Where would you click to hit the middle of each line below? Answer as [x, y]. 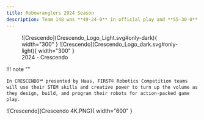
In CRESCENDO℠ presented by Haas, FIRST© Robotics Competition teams [97, 81]
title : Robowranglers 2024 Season [50, 13]
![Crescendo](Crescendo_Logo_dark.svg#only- [118, 44]
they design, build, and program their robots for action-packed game [98, 93]
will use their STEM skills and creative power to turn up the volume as [102, 87]
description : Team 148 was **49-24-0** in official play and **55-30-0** [102, 19]
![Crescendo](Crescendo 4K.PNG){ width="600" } [70, 111]
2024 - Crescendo [45, 57]
